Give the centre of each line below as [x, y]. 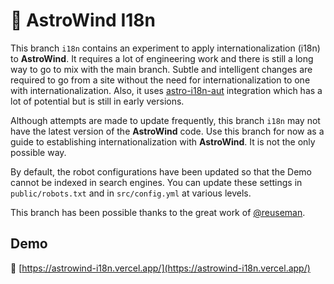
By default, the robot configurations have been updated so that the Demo [161, 171]
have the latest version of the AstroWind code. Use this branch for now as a [167, 131]
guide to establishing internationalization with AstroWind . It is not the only [163, 141]
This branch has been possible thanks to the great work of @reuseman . [158, 212]
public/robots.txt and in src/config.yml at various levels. [131, 193]
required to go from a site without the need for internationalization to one [160, 80]
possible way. [38, 152]
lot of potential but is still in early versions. [97, 101]
